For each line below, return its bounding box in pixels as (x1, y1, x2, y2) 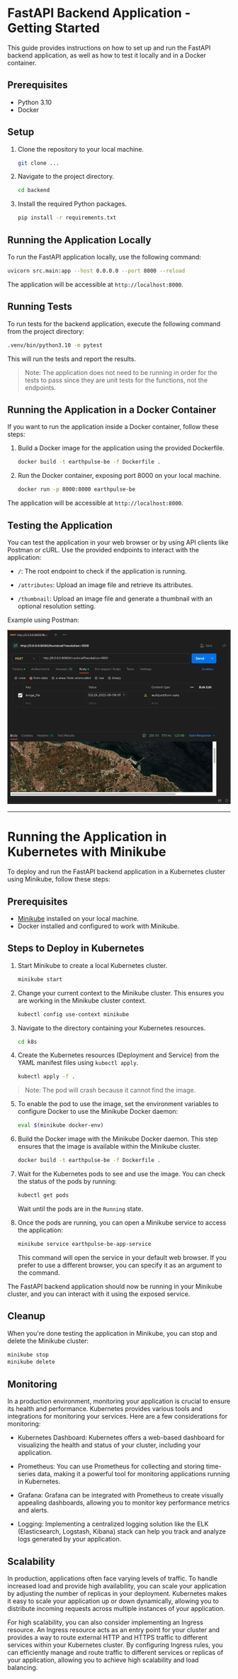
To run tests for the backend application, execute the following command (7, 319, 221, 328)
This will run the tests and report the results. (7, 355, 137, 363)
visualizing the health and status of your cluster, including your (17, 1441, 201, 1449)
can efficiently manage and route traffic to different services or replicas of (7, 1648, 224, 1656)
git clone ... (17, 160, 59, 167)
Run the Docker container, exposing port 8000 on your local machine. (17, 472, 222, 480)
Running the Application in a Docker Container (7, 403, 217, 415)
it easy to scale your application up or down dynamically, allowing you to (7, 1597, 220, 1605)
